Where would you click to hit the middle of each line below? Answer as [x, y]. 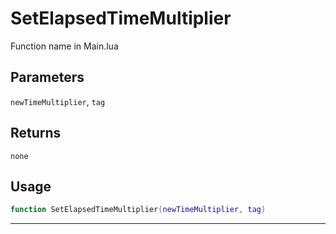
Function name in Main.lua [64, 46]
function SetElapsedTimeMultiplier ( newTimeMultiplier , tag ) [138, 210]
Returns [36, 133]
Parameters [47, 77]
